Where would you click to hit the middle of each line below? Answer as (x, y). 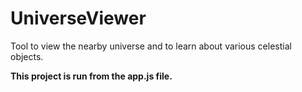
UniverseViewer (78, 18)
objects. (27, 56)
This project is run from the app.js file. (91, 76)
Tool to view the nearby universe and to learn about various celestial (151, 46)
